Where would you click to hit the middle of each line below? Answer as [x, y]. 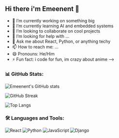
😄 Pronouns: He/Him [33, 53]
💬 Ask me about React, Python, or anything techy [61, 41]
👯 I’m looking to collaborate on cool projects [56, 31]
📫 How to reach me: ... [35, 47]
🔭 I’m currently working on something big [53, 20]
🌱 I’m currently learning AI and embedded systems [63, 26]
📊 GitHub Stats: [24, 74]
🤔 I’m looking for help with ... [41, 36]
